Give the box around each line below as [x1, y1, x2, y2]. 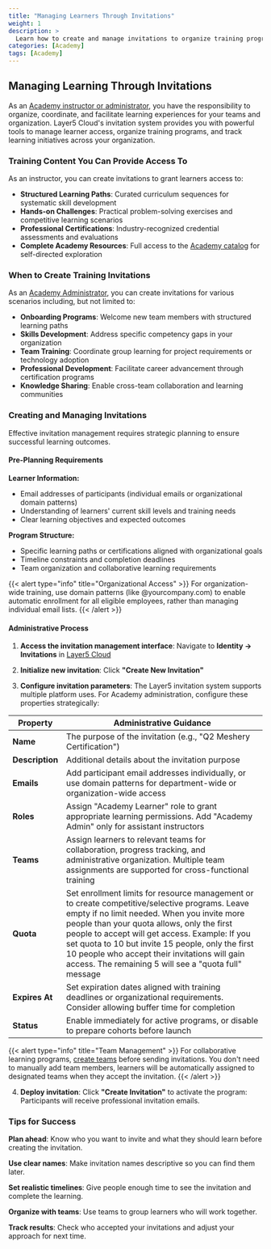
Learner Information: [8, 473, 80, 483]
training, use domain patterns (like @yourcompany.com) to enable [26, 587, 246, 597]
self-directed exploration [19, 250, 102, 260]
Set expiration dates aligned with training [65, 981, 221, 993]
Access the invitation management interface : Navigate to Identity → [19, 641, 252, 651]
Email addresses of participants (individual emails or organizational [19, 488, 244, 498]
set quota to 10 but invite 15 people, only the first [65, 939, 254, 950]
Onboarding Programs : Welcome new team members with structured [19, 312, 252, 322]
